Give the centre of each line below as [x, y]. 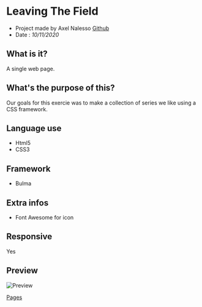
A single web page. [31, 68]
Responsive [29, 237]
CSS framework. [27, 109]
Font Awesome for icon [44, 217]
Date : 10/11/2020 [37, 34]
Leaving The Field [53, 11]
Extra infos [28, 203]
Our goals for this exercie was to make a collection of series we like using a [101, 103]
